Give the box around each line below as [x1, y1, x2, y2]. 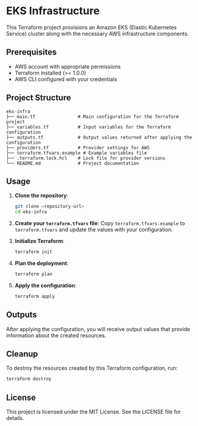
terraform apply [14, 293, 55, 299]
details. [6, 415, 24, 422]
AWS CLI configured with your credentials [14, 75, 117, 82]
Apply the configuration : [14, 281, 77, 289]
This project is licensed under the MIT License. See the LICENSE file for [6, 408, 181, 415]
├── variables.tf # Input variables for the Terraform [6, 124, 171, 130]
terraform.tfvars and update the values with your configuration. [14, 226, 173, 233]
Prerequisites [6, 47, 57, 57]
